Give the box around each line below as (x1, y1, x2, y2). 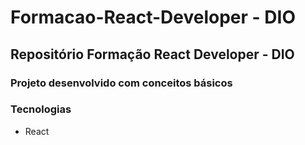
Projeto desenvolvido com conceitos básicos (10, 76, 233, 90)
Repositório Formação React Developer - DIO (10, 46, 295, 63)
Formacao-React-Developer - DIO (10, 6, 296, 29)
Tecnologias (10, 102, 72, 116)
